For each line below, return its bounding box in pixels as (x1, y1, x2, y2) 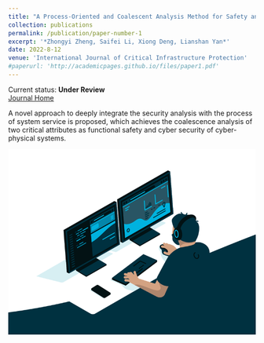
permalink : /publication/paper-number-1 (8, 29, 143, 37)
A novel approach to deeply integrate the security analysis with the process (8, 108, 253, 118)
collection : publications (8, 20, 93, 29)
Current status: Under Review (8, 85, 105, 94)
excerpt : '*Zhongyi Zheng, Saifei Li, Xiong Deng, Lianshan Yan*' (8, 38, 230, 46)
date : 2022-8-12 (8, 46, 61, 54)
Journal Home (8, 93, 54, 102)
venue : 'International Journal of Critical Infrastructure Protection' (8, 54, 247, 62)
